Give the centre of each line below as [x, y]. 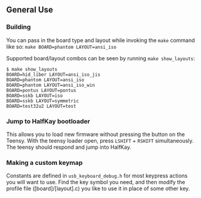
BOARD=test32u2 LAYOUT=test [41, 106]
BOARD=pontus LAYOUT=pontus [41, 90]
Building [19, 27]
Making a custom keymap [44, 162]
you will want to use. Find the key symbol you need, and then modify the [96, 182]
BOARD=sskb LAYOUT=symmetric [43, 101]
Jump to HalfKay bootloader [48, 121]
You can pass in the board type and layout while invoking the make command [100, 40]
